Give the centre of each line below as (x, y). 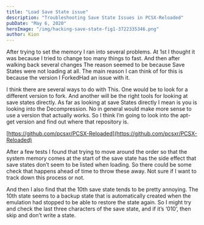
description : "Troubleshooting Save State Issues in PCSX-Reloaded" (95, 18)
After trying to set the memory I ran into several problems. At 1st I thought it (101, 52)
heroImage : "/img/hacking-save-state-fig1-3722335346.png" (83, 29)
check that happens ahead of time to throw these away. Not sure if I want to (101, 171)
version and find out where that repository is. (72, 122)
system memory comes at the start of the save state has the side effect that (101, 158)
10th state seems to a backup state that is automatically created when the (99, 196)
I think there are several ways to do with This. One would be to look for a (97, 89)
